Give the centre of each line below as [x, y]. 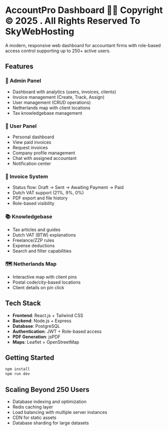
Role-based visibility [33, 203]
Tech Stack [23, 303]
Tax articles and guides [36, 230]
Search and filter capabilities [42, 251]
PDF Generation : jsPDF [36, 337]
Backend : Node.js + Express [42, 321]
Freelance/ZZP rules [33, 240]
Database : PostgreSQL [36, 326]
